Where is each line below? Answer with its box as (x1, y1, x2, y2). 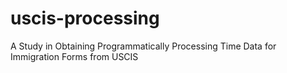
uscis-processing (10, 7, 160, 30)
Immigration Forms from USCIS (10, 50, 139, 62)
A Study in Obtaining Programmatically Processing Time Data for (10, 40, 277, 52)
